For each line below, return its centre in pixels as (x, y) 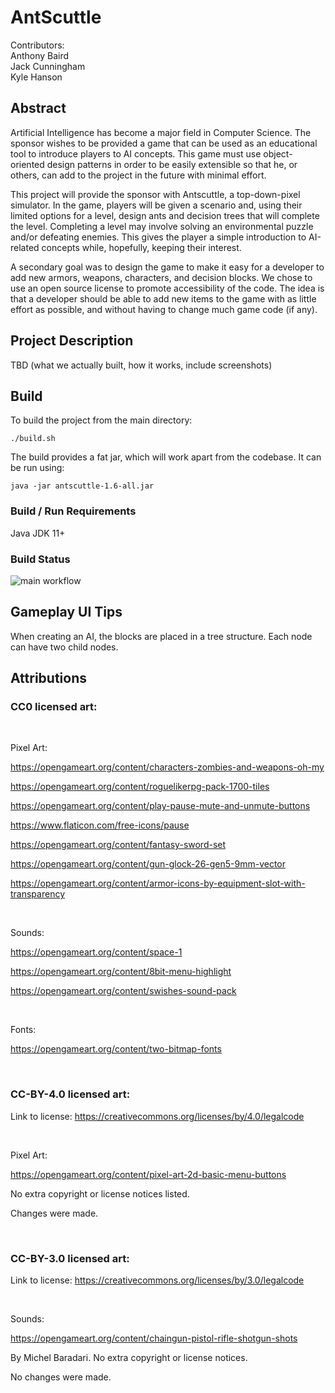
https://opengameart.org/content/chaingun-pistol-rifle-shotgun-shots (154, 1338)
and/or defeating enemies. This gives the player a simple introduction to (158, 237)
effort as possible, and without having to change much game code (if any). (164, 309)
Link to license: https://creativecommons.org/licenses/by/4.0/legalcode (157, 1116)
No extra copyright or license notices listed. (100, 1193)
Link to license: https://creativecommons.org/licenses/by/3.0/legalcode (157, 1280)
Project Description (72, 341)
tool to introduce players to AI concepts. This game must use (136, 153)
